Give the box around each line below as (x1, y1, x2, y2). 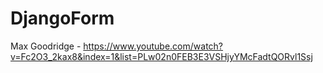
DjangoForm (10, 7, 115, 30)
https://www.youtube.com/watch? (83, 40, 224, 52)
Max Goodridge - (10, 40, 82, 52)
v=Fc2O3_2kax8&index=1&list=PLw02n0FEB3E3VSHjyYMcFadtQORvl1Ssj (10, 50, 313, 62)
